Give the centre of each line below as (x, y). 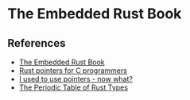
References (37, 43)
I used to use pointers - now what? (76, 79)
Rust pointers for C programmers (73, 71)
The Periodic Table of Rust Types (74, 87)
